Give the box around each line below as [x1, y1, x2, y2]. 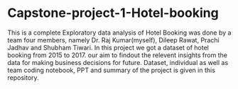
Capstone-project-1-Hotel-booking [7, 5, 219, 21]
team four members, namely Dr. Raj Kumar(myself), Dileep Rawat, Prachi [7, 35, 220, 44]
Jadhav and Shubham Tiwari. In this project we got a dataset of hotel [7, 43, 210, 52]
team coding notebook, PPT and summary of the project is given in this [7, 66, 215, 74]
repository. [7, 73, 39, 82]
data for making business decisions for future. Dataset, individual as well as [7, 58, 229, 66]
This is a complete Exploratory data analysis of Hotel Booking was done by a [7, 28, 232, 37]
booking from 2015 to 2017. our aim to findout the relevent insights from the [7, 51, 227, 59]
